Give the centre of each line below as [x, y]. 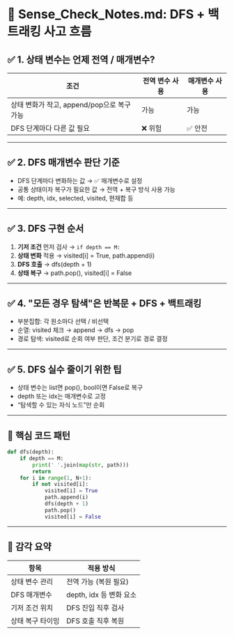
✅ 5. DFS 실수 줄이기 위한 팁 [64, 369]
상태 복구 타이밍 [35, 620]
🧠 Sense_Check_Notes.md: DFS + [106, 14]
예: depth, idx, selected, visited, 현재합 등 [75, 198]
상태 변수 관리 [32, 581]
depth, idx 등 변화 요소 [101, 595]
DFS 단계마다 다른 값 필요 [50, 128]
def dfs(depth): [31, 452]
